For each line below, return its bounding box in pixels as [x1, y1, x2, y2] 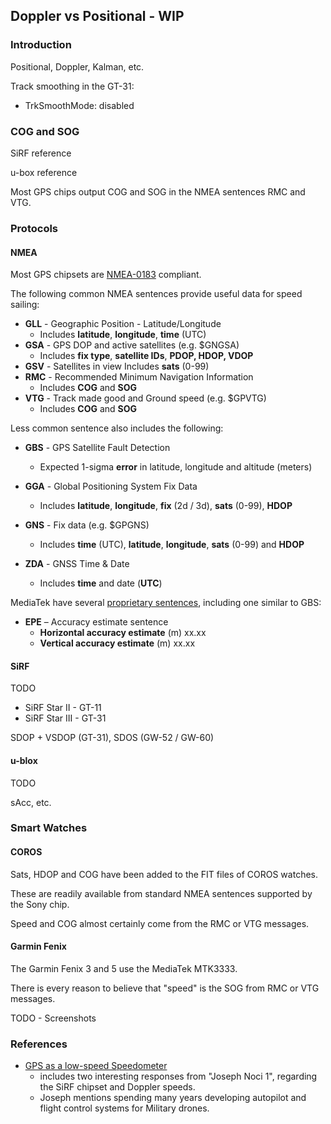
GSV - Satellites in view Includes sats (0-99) [24, 360, 210, 373]
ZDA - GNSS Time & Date [24, 558, 130, 570]
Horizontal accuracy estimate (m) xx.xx [39, 627, 207, 639]
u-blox [10, 754, 38, 766]
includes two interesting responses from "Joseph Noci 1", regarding [39, 1070, 318, 1083]
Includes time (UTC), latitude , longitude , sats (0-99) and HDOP [39, 539, 305, 551]
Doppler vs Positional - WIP [10, 8, 185, 25]
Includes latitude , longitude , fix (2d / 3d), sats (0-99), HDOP [39, 500, 293, 512]
